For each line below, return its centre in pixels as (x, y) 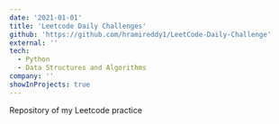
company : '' (31, 76)
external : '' (34, 43)
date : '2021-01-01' (46, 18)
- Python (34, 59)
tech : (19, 51)
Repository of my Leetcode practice (76, 110)
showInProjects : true (50, 84)
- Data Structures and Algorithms (82, 68)
